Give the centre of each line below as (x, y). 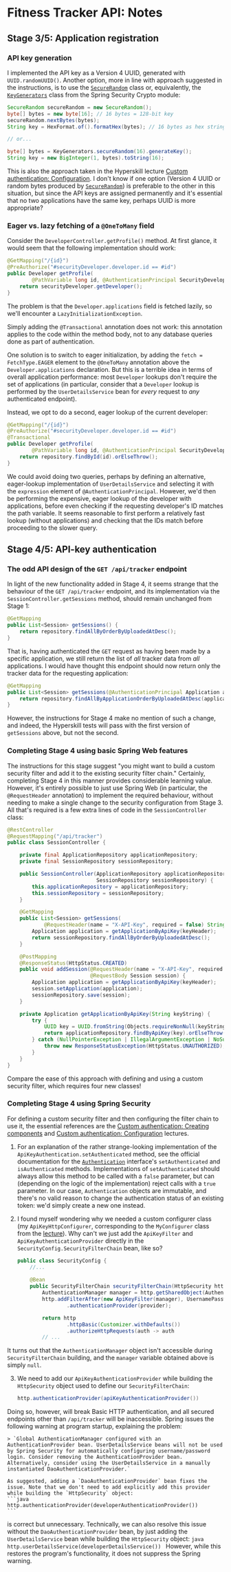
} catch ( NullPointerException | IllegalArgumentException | (121, 1040)
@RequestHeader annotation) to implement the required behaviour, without (110, 795)
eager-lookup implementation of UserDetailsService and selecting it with (111, 484)
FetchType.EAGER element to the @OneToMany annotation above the (99, 362)
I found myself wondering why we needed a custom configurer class (114, 1219)
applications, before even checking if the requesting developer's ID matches (115, 506)
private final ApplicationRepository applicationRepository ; (109, 855)
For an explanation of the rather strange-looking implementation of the (117, 1146)
